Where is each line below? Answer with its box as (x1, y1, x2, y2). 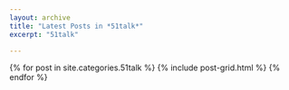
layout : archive (9, 13, 71, 22)
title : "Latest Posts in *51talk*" (9, 22, 144, 31)
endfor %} (9, 72, 48, 83)
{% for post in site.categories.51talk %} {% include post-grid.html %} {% (9, 62, 281, 73)
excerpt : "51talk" (9, 30, 79, 39)
